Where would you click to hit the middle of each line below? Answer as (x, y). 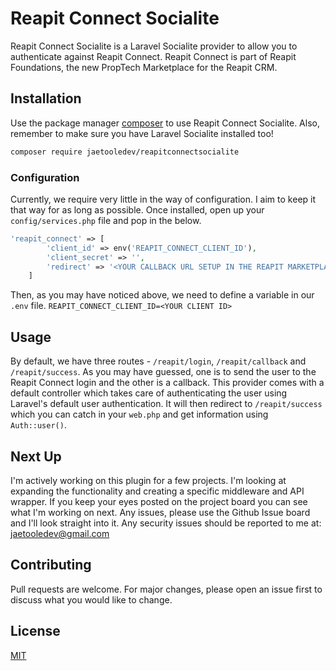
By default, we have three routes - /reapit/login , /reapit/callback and (158, 361)
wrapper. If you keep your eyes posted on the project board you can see (159, 501)
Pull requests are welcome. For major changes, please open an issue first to (166, 589)
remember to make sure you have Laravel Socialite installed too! (142, 133)
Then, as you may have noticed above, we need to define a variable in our (162, 295)
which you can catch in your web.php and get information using (139, 414)
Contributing (51, 565)
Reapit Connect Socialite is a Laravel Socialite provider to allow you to (154, 46)
